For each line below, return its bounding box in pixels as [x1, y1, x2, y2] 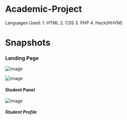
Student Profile [5, 109, 37, 115]
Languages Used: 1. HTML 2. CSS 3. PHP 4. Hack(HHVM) [5, 20, 123, 26]
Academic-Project [5, 3, 82, 15]
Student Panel [5, 87, 35, 93]
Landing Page [5, 55, 39, 62]
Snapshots [5, 37, 51, 48]
